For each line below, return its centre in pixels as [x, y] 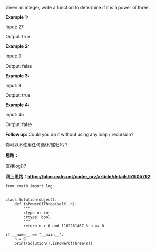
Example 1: [17, 17]
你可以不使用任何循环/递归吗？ [37, 145]
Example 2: [17, 46]
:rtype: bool [37, 217]
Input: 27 [14, 27]
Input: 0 [13, 56]
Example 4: [17, 105]
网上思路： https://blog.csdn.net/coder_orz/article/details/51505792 [78, 177]
